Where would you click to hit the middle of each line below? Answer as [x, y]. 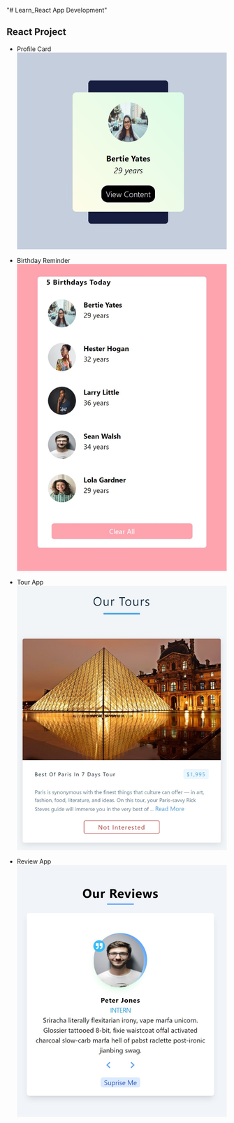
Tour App [30, 582]
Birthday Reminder [43, 261]
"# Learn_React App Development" [57, 10]
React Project [37, 32]
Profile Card [34, 49]
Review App [34, 861]
